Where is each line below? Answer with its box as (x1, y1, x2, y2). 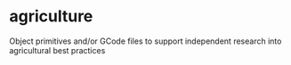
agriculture (9, 6, 93, 27)
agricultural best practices (9, 45, 106, 55)
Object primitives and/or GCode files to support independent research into (9, 36, 282, 46)
